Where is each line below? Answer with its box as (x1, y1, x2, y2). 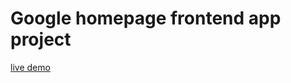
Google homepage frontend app (10, 7, 282, 30)
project (10, 28, 72, 51)
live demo (10, 61, 51, 73)
